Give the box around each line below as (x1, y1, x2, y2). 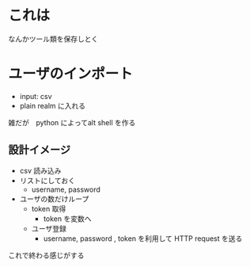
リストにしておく (19, 175, 75, 185)
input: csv (19, 91, 53, 101)
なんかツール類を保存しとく (8, 34, 99, 44)
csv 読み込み (19, 166, 62, 175)
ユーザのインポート (8, 65, 133, 83)
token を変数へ (43, 214, 92, 223)
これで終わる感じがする (8, 250, 85, 260)
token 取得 (31, 204, 66, 213)
